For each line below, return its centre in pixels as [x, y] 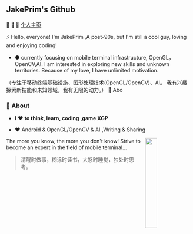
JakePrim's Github [41, 10]
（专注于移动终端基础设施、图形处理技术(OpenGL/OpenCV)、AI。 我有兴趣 [97, 83]
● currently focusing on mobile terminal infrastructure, [81, 57]
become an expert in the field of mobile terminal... [66, 147]
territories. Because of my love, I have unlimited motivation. [86, 70]
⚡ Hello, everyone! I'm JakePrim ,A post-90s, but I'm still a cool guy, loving [96, 37]
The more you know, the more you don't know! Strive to [74, 141]
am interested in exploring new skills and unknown [108, 64]
